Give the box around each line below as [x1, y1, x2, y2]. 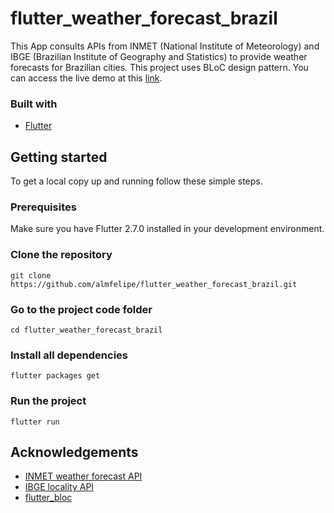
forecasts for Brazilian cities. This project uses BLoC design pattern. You [10, 61, 309, 73]
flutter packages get [10, 371, 101, 381]
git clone [10, 270, 52, 281]
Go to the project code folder [10, 302, 153, 316]
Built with [10, 97, 58, 111]
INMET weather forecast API [24, 470, 143, 482]
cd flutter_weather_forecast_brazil [10, 325, 163, 335]
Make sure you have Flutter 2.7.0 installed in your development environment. [10, 223, 325, 235]
